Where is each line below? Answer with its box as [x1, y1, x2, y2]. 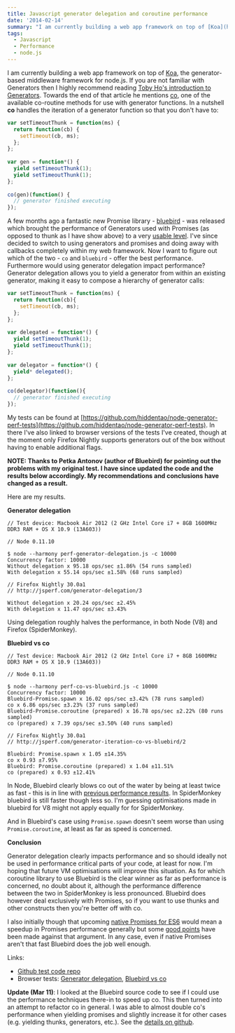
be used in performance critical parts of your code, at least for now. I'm [7, 859, 213, 868]
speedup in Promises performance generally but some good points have [7, 924, 216, 933]
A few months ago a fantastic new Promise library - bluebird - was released [7, 217, 225, 225]
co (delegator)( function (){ [7, 388, 86, 395]
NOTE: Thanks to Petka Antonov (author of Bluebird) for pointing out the [7, 456, 222, 465]
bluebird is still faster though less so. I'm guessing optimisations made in [7, 796, 217, 805]
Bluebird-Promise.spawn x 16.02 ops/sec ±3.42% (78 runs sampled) [7, 695, 205, 702]
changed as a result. [7, 479, 68, 487]
